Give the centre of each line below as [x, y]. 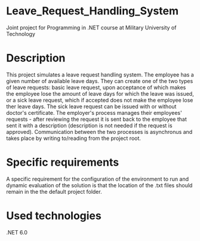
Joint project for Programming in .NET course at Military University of [91, 28]
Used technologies [54, 216]
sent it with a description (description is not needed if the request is [89, 125]
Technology [21, 33]
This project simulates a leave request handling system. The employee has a [100, 74]
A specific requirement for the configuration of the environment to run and [98, 179]
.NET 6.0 [17, 232]
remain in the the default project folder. [54, 191]
